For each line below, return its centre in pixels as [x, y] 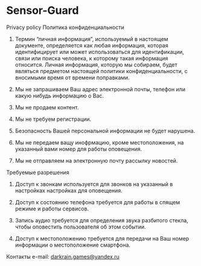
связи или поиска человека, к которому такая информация [91, 58]
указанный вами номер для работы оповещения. [78, 149]
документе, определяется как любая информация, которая [91, 45]
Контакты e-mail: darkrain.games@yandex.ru [63, 256]
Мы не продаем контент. [47, 107]
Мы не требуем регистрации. [53, 119]
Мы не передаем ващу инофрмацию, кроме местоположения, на [99, 142]
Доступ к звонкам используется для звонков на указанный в [94, 184]
